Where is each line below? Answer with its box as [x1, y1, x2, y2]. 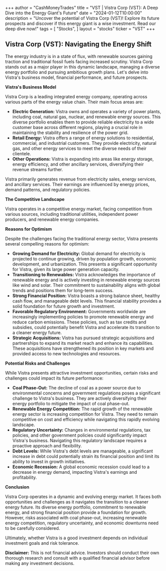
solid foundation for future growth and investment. [12, 303, 115, 309]
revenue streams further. [12, 166, 63, 172]
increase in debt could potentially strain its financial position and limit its [12, 453, 160, 459]
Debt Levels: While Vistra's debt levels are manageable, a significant [12, 448, 153, 454]
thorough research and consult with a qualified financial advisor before [5, 555, 150, 561]
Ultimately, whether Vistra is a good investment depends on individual [5, 535, 148, 541]
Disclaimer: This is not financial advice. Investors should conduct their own [5, 550, 160, 556]
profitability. [12, 474, 37, 480]
